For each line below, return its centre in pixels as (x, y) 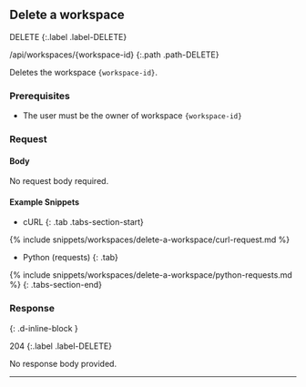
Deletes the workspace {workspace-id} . (83, 72)
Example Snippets (45, 202)
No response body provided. (63, 363)
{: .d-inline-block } (44, 328)
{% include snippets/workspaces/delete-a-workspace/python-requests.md (151, 275)
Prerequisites (40, 96)
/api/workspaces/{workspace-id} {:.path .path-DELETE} (114, 55)
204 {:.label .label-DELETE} (61, 346)
